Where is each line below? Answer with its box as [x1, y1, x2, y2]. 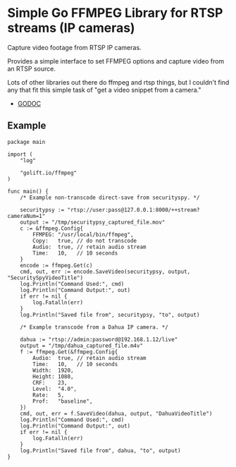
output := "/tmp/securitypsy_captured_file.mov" [20, 219, 166, 226]
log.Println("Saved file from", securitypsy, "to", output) [20, 311, 200, 318]
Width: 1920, [32, 367, 74, 374]
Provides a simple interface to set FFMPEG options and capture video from [7, 56, 225, 65]
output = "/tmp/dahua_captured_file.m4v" [20, 342, 143, 349]
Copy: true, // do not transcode [32, 237, 137, 244]
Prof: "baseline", [32, 397, 93, 405]
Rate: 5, [32, 392, 65, 399]
